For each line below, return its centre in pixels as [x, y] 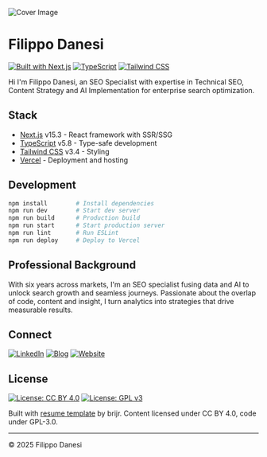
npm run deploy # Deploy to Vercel [74, 240]
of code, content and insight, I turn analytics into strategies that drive [121, 301]
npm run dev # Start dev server [74, 211]
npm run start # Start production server [87, 226]
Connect [30, 335]
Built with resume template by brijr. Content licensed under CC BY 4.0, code [132, 413]
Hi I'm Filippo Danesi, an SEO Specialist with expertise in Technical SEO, [126, 82]
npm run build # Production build [74, 218]
